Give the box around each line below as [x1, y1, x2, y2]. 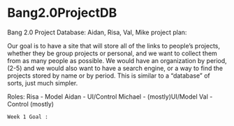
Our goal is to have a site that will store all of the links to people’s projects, [7, 41, 221, 50]
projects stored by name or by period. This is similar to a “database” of [7, 71, 211, 80]
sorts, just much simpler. [7, 78, 78, 87]
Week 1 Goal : [7, 113, 49, 120]
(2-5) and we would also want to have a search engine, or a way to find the [7, 64, 224, 72]
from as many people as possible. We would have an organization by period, [7, 56, 227, 64]
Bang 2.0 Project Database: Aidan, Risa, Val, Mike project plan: [7, 28, 187, 36]
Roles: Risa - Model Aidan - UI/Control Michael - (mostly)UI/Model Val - [7, 92, 213, 101]
